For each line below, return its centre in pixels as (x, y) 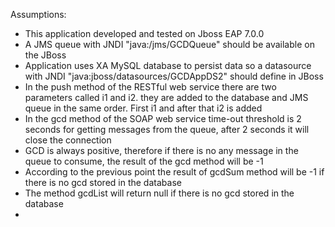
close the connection (68, 140)
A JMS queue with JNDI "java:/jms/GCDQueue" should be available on (169, 44)
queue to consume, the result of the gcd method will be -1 (144, 161)
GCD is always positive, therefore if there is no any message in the (161, 150)
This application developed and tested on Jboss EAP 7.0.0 (144, 33)
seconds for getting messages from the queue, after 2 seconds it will (167, 129)
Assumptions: (38, 14)
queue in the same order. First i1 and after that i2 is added (143, 108)
